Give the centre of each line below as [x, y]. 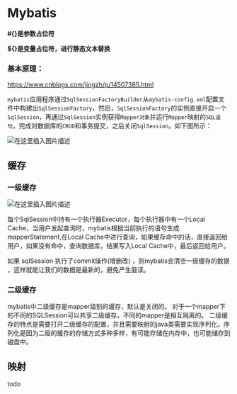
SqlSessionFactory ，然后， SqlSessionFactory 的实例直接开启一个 [133, 108]
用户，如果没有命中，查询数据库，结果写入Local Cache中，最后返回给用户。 [118, 245]
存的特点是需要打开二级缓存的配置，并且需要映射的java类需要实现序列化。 [116, 325]
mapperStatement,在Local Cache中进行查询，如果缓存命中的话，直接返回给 [118, 237]
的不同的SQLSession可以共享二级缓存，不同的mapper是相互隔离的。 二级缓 [118, 315]
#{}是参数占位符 [31, 33]
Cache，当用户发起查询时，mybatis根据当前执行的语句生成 [93, 227]
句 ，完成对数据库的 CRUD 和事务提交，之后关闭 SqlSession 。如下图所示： [110, 126]
